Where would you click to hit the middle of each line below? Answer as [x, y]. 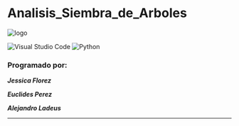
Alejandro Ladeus [34, 108]
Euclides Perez [30, 95]
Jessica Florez [30, 80]
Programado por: [37, 65]
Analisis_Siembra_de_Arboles [97, 13]
